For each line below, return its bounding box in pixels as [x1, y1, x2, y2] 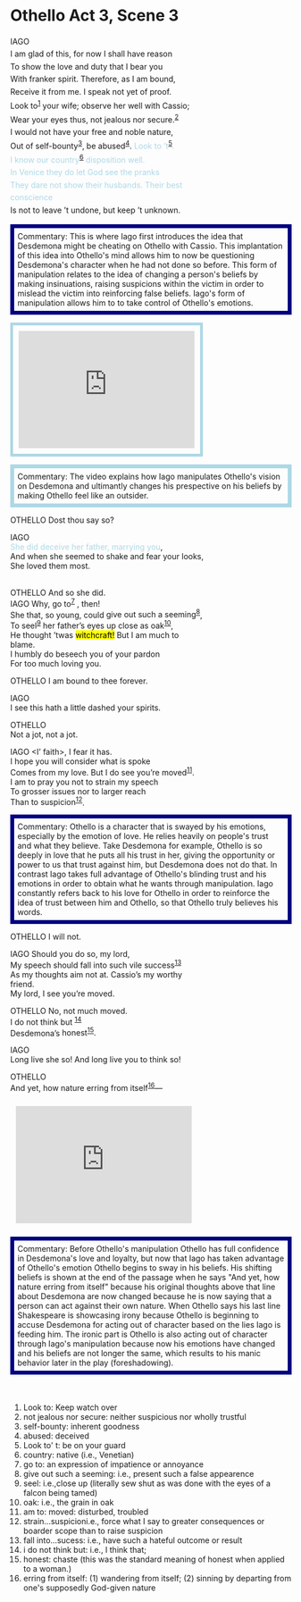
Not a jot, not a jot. [10, 729, 79, 740]
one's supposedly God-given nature [22, 1582, 156, 1593]
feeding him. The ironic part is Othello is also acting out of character [17, 1329, 268, 1339]
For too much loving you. [10, 658, 102, 668]
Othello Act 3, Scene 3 [10, 5, 180, 26]
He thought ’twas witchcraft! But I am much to [10, 630, 180, 640]
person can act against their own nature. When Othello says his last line [17, 1300, 280, 1311]
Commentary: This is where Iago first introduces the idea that [17, 231, 244, 242]
